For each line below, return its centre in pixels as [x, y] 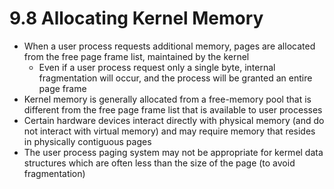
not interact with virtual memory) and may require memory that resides [169, 131]
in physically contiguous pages [87, 141]
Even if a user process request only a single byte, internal [157, 67]
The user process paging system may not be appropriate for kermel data [173, 152]
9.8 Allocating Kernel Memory [136, 18]
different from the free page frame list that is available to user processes [173, 109]
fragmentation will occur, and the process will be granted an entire [175, 78]
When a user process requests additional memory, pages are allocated [169, 46]
